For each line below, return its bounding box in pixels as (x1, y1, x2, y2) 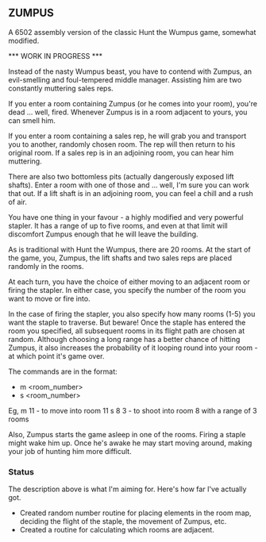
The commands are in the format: (8, 367, 118, 376)
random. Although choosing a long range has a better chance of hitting (8, 334, 241, 344)
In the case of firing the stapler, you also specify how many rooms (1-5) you (8, 309, 256, 318)
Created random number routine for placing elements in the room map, (19, 508, 252, 518)
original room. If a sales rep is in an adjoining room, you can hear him (8, 148, 234, 157)
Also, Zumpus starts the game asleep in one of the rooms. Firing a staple (8, 429, 246, 439)
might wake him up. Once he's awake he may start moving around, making (8, 438, 253, 448)
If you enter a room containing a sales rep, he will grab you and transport (8, 131, 247, 140)
